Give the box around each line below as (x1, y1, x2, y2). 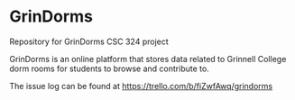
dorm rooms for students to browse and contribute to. (9, 63, 209, 74)
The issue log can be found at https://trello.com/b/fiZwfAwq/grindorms (9, 80, 273, 91)
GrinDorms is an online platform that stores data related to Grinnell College (9, 53, 287, 64)
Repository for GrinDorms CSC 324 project (9, 36, 169, 47)
